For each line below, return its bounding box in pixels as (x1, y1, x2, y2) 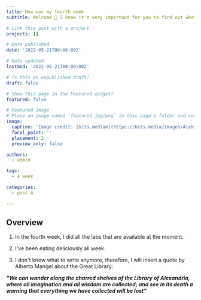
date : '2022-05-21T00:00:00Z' (6, 47, 82, 53)
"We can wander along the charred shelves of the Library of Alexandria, (6, 274, 190, 282)
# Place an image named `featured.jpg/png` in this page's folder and (6, 113, 186, 119)
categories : (6, 184, 36, 190)
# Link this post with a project (6, 25, 90, 31)
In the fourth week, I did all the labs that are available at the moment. (14, 233, 184, 241)
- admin (11, 157, 31, 163)
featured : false (6, 97, 47, 103)
